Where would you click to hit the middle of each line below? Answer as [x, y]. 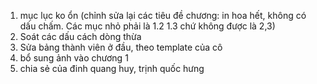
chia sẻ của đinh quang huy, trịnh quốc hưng [112, 68]
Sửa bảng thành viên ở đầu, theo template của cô [121, 47]
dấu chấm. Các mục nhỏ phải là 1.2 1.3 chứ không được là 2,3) [147, 26]
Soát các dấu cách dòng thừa [80, 36]
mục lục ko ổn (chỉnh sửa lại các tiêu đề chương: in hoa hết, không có [163, 15]
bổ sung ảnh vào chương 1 [74, 58]
